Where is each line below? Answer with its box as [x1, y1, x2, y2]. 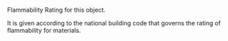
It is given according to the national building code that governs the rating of [7, 19, 221, 27]
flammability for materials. [7, 27, 81, 34]
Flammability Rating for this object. [7, 6, 105, 14]
